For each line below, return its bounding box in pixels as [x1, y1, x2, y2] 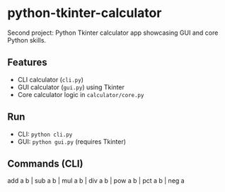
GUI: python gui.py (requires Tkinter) [17, 137, 126, 146]
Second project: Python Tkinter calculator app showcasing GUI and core [7, 28, 219, 37]
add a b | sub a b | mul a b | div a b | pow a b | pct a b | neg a [7, 176, 185, 185]
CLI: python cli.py [17, 130, 73, 138]
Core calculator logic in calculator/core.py [17, 90, 144, 98]
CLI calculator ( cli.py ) [17, 75, 83, 84]
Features [7, 57, 47, 69]
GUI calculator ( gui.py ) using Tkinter [17, 83, 125, 91]
